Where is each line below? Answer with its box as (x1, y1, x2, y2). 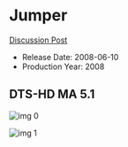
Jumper (9, 5, 68, 26)
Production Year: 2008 (21, 61, 105, 72)
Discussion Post (9, 35, 68, 45)
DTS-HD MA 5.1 (9, 87, 95, 102)
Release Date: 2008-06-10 (21, 51, 119, 62)
